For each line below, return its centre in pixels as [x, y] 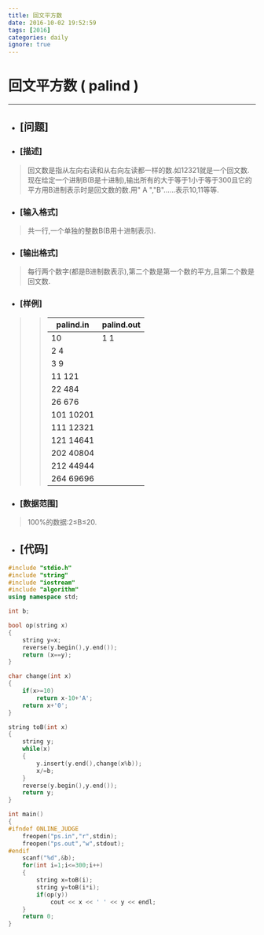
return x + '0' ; [45, 705]
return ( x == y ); [47, 655]
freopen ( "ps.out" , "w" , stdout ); [73, 843]
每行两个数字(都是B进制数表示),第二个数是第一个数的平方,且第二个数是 [141, 271]
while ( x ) [37, 749]
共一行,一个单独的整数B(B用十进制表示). [92, 231]
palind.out [121, 325]
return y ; [38, 793]
